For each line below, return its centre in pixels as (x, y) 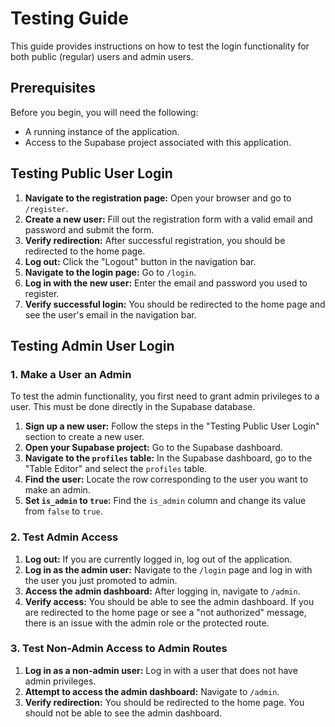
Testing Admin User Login (92, 345)
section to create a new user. (84, 437)
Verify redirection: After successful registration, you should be (155, 240)
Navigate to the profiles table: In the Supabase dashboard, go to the (168, 458)
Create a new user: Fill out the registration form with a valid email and (168, 219)
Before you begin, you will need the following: (104, 112)
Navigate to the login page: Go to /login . (110, 272)
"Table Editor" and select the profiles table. (116, 469)
